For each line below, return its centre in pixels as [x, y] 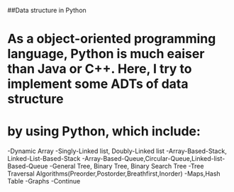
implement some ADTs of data [98, 84]
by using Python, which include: [104, 131]
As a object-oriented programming [112, 39]
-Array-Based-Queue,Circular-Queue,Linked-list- [154, 159]
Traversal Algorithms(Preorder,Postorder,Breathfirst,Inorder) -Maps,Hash [114, 174]
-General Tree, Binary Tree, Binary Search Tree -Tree [127, 166]
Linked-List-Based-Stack [44, 159]
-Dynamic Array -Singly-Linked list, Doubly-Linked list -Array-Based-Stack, [117, 151]
